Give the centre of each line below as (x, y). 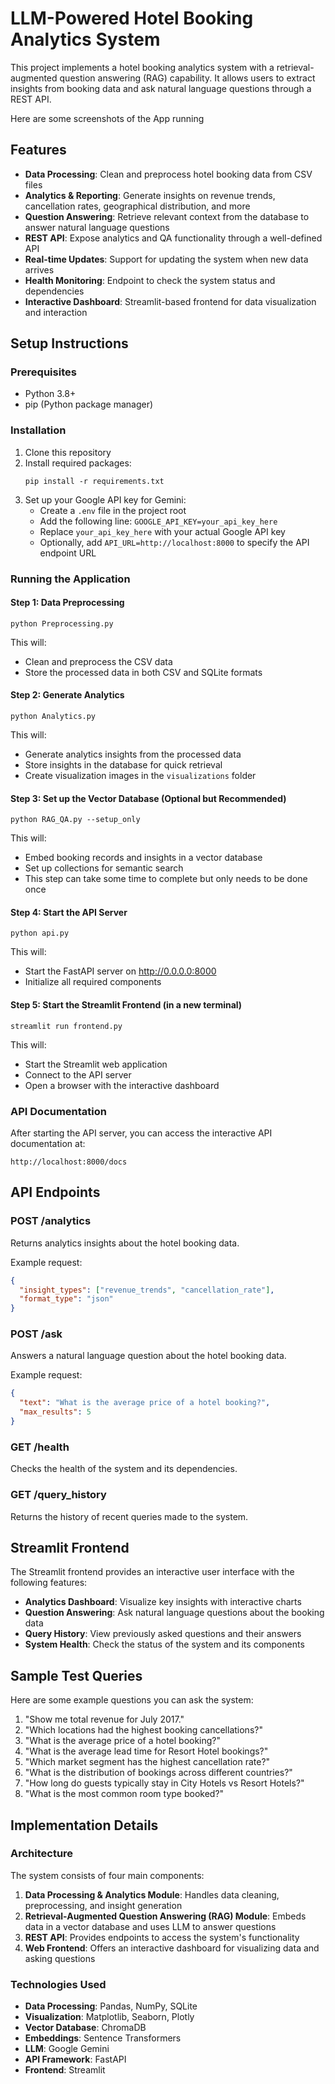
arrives (39, 269)
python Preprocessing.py (62, 623)
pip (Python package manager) (89, 404)
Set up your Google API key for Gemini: (105, 499)
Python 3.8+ (50, 394)
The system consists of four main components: (107, 1875)
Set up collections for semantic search (104, 868)
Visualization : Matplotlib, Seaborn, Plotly (109, 2017)
